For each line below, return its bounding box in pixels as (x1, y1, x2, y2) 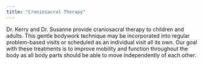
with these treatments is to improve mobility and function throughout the (6, 45, 188, 52)
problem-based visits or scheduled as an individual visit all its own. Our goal (6, 38, 198, 46)
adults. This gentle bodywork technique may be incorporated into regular (6, 32, 190, 39)
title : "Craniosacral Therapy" (6, 9, 86, 15)
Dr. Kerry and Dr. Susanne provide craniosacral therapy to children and (6, 26, 184, 33)
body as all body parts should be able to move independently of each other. (6, 51, 197, 58)
